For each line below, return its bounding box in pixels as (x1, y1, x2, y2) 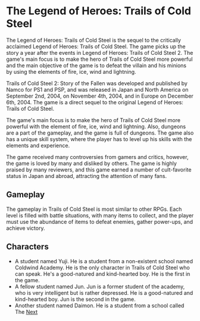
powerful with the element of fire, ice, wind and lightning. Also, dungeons (6, 123, 186, 130)
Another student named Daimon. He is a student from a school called (14, 302, 185, 309)
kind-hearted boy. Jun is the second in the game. (14, 295, 136, 303)
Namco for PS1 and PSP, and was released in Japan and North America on (6, 86, 189, 93)
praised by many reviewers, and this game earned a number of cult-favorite (6, 166, 192, 173)
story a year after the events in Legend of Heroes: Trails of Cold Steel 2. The (6, 49, 193, 56)
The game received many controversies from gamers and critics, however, (6, 153, 189, 160)
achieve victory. (6, 225, 45, 232)
